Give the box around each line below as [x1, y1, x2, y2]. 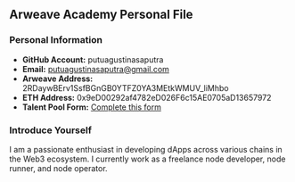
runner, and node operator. [9, 162, 109, 173]
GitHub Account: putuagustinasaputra [21, 54, 164, 65]
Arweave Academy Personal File [9, 7, 193, 22]
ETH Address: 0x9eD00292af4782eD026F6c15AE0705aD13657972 [21, 92, 272, 103]
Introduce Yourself [9, 124, 92, 136]
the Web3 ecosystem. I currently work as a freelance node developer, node [9, 153, 286, 164]
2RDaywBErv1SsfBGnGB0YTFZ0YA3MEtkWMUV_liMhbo [21, 82, 229, 93]
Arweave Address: [21, 73, 94, 84]
